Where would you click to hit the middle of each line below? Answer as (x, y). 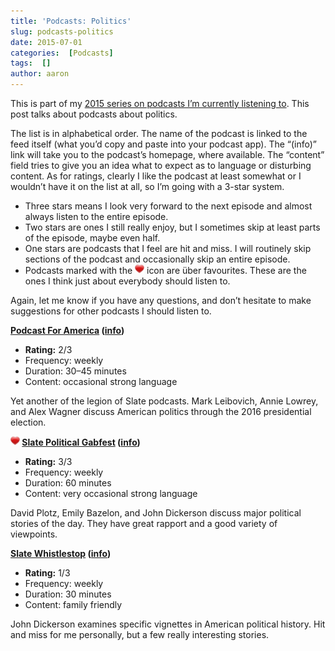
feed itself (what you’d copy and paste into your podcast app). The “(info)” (164, 144)
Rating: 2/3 (48, 349)
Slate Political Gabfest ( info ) (81, 442)
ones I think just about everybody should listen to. (127, 281)
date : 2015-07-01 (46, 42)
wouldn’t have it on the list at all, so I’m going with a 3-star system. (147, 186)
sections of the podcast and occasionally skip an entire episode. (157, 259)
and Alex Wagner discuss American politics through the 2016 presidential (161, 411)
